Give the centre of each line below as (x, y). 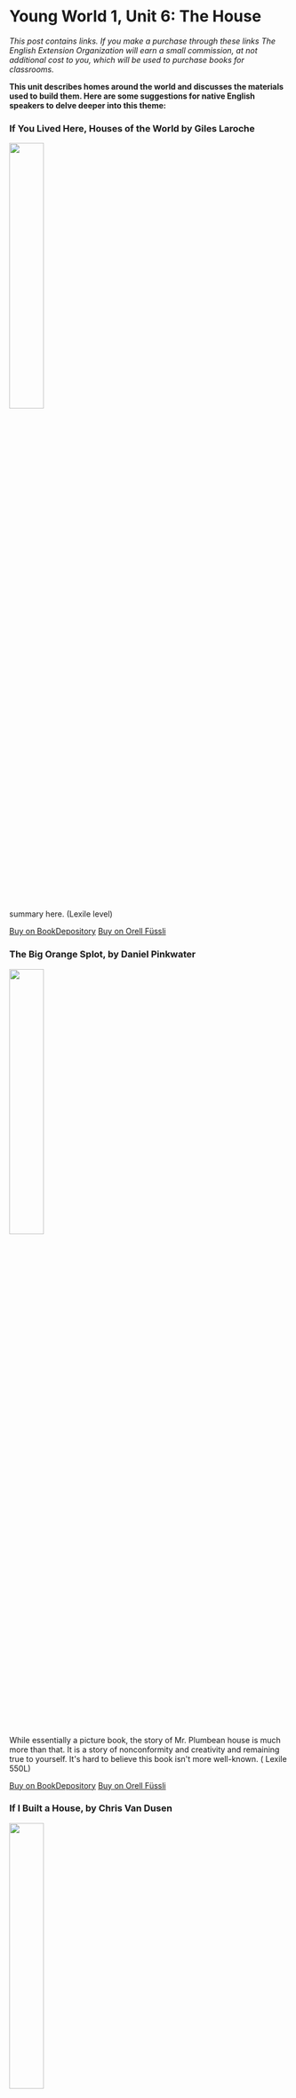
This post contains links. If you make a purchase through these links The (143, 41)
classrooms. (32, 69)
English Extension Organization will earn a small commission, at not (133, 50)
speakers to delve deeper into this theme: (88, 105)
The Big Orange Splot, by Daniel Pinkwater (103, 955)
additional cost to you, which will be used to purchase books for (127, 60)
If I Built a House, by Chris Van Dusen (91, 1808)
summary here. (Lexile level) (61, 914)
